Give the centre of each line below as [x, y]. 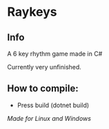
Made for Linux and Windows [49, 118]
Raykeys [32, 12]
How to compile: [43, 89]
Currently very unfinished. [44, 67]
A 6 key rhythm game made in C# [55, 54]
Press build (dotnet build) [53, 105]
